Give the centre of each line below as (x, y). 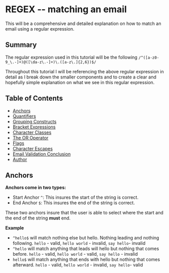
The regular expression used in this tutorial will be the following (72, 57)
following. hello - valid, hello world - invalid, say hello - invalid (79, 243)
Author (20, 159)
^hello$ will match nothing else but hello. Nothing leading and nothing (86, 238)
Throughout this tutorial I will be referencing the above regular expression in (84, 71)
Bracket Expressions (34, 127)
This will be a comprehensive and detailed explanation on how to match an (83, 23)
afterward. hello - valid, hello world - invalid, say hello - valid (78, 265)
